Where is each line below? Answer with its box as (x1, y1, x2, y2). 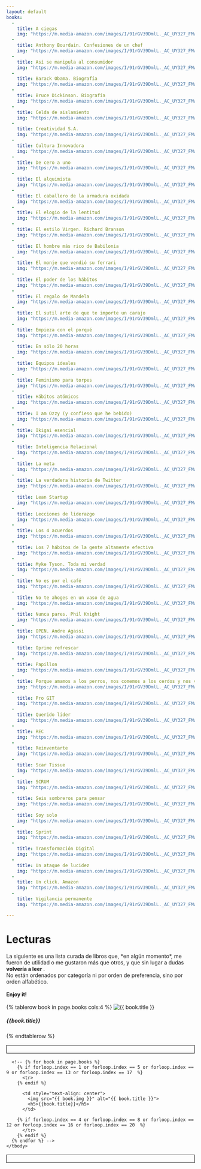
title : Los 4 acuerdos (17, 527, 74, 534)
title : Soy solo (17, 812, 58, 818)
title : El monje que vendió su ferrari (17, 260, 117, 266)
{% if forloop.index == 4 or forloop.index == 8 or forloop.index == (17, 1117, 194, 1123)
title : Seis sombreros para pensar (17, 796, 106, 802)
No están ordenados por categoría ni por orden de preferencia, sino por (6, 972, 183, 979)
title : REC (17, 729, 44, 735)
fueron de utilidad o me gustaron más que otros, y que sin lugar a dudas (6, 958, 184, 966)
